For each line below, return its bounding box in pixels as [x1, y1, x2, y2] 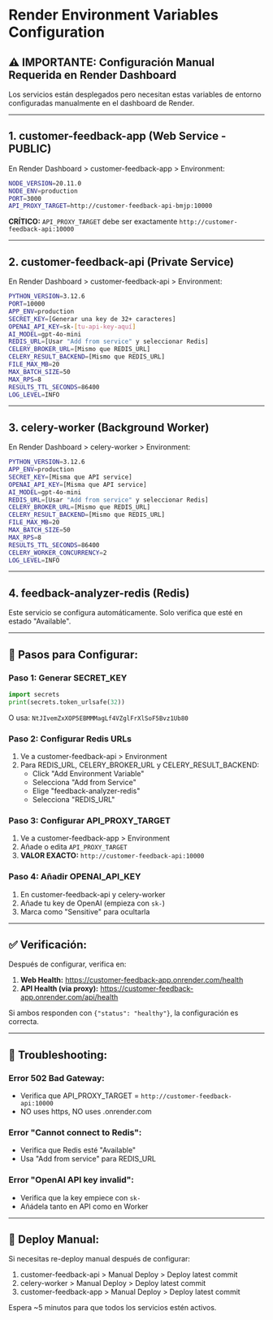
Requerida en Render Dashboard [8, 67, 177, 82]
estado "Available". [8, 616, 71, 627]
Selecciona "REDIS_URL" [32, 794, 115, 804]
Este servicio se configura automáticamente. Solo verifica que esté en [8, 608, 244, 618]
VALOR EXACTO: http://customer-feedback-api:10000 [19, 851, 205, 861]
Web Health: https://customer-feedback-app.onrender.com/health [19, 975, 244, 985]
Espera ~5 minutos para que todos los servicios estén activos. [8, 1303, 217, 1313]
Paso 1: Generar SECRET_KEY [8, 672, 128, 684]
